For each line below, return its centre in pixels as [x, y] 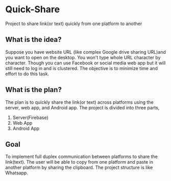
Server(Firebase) [30, 117]
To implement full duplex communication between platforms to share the [82, 156]
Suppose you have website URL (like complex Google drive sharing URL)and [86, 52]
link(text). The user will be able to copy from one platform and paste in [79, 162]
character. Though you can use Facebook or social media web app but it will [86, 63]
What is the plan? [34, 90]
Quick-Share [33, 9]
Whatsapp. [17, 173]
